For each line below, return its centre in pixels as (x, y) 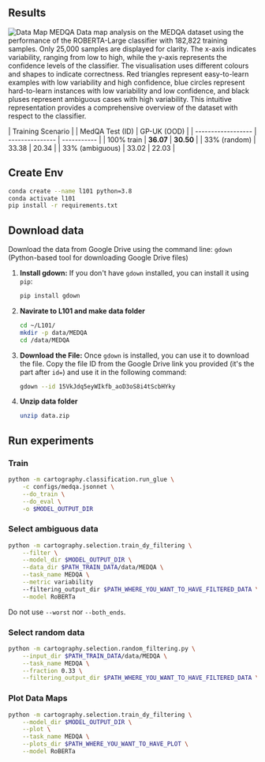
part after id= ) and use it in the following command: (103, 372)
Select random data (47, 632)
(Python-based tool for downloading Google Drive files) (99, 258)
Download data (46, 230)
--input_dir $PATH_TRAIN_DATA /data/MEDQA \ (95, 656)
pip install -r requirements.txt (63, 206)
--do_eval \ (42, 501)
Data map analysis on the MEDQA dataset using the (160, 32)
